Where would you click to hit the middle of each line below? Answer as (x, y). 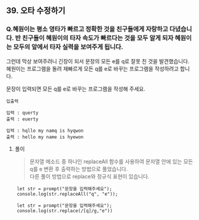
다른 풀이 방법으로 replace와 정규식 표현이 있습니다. (89, 176)
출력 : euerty (22, 119)
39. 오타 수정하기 (36, 11)
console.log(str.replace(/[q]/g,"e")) (65, 210)
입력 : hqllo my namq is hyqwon (45, 131)
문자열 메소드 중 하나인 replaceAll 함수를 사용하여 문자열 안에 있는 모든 (111, 161)
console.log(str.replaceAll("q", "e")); (67, 194)
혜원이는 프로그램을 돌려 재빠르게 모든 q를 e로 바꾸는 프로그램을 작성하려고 (93, 69)
